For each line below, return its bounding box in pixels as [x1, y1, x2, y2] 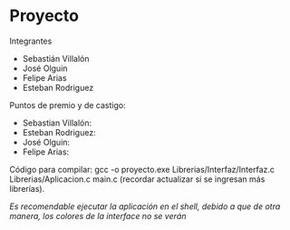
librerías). [9, 183, 45, 194]
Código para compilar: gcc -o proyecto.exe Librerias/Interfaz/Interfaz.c [9, 164, 275, 175]
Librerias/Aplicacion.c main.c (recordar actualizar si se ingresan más [9, 174, 266, 185]
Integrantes [9, 35, 53, 46]
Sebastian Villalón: [22, 117, 92, 128]
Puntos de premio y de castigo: [9, 99, 126, 110]
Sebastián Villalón [22, 53, 90, 64]
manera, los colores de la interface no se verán [9, 210, 187, 221]
